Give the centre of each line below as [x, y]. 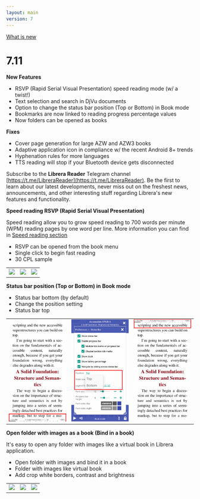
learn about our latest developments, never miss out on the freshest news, [97, 187]
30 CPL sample [33, 259]
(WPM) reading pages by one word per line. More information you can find [98, 229]
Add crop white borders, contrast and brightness [75, 475]
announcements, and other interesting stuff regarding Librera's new [89, 193]
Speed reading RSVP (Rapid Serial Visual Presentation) [75, 211]
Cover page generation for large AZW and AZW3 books [83, 144]
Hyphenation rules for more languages [62, 156]
